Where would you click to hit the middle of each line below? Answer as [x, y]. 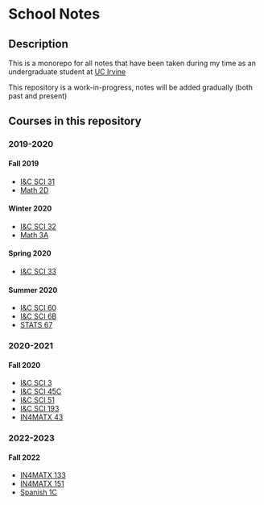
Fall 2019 [24, 163]
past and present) [38, 96]
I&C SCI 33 [38, 271]
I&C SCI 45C [41, 391]
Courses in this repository [75, 121]
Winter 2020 [30, 209]
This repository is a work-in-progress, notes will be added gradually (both [131, 87]
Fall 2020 [25, 365]
